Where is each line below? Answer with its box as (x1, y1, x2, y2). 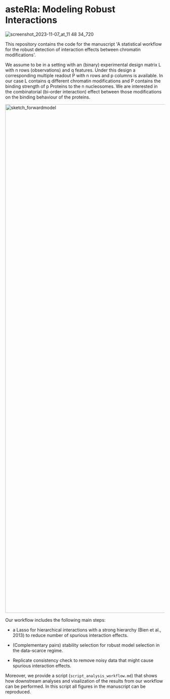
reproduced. (5, 688, 31, 694)
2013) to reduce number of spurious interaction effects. (12, 632, 129, 638)
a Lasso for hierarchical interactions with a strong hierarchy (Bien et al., (12, 626, 161, 633)
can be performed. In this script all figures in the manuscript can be (5, 683, 146, 689)
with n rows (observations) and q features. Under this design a (5, 67, 136, 73)
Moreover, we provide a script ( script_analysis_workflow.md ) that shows (5, 672, 157, 679)
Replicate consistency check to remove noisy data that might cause (12, 657, 154, 663)
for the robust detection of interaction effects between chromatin (5, 46, 141, 52)
